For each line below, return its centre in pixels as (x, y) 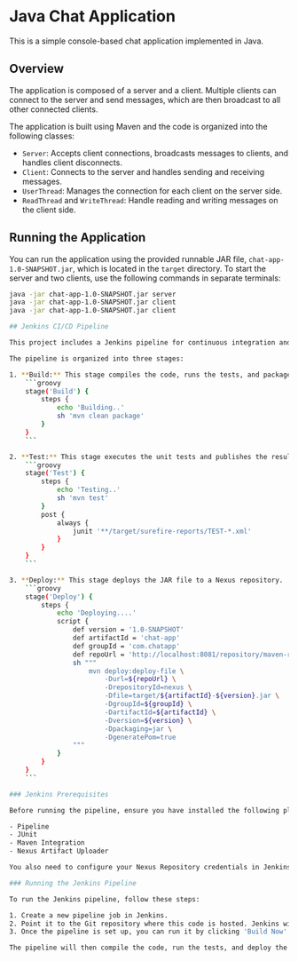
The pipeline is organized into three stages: (97, 358)
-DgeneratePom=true (140, 737)
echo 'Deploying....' (97, 613)
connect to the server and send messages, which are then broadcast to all (145, 99)
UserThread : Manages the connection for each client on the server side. (152, 191)
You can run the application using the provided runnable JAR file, (128, 258)
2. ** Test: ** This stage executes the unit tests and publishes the (138, 457)
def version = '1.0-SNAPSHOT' (128, 630)
